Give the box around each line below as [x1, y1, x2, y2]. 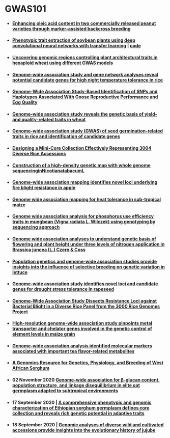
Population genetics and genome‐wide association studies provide [12, 258, 157, 264]
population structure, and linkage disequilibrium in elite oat [12, 382, 140, 389]
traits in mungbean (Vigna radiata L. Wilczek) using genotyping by [12, 218, 156, 225]
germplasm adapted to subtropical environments [12, 388, 118, 394]
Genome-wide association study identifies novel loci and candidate [12, 281, 158, 287]
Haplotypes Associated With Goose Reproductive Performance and [12, 94, 158, 100]
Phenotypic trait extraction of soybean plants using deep [12, 37, 135, 43]
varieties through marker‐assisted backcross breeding [12, 25, 131, 32]
